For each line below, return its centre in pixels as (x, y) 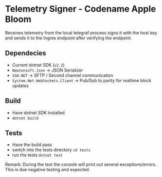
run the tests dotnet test (37, 155)
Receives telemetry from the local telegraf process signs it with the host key (81, 33)
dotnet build (25, 118)
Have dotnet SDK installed (38, 112)
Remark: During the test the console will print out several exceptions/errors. (81, 164)
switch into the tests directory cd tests (51, 150)
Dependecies (26, 53)
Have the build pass (32, 145)
